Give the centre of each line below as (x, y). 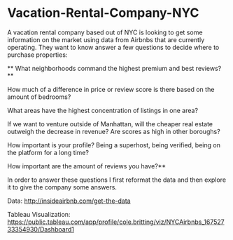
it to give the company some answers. (62, 187)
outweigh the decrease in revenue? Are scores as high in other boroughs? (114, 131)
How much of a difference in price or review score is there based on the (111, 89)
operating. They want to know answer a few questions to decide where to (113, 47)
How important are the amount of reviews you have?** (87, 166)
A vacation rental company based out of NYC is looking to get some (105, 32)
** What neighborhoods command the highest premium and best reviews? (114, 68)
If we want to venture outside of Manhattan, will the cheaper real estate (110, 124)
